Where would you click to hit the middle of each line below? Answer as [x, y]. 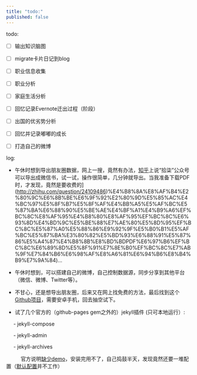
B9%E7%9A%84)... [39, 260]
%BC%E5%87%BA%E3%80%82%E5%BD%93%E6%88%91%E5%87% [103, 235]
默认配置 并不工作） [40, 366]
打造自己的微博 [33, 146]
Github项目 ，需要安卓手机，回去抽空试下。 [66, 300]
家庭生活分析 [30, 96]
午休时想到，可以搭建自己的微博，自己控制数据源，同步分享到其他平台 [100, 273]
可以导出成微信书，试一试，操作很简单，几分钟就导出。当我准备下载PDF [102, 178]
